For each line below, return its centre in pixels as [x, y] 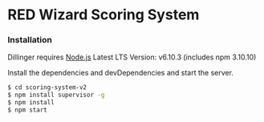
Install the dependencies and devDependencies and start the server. [121, 73]
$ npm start [27, 110]
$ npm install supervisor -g [56, 95]
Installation [30, 40]
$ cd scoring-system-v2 [47, 87]
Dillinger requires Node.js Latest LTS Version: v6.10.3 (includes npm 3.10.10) [132, 57]
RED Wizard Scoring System [104, 15]
